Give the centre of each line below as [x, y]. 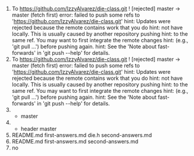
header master [39, 129]
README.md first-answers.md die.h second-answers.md [82, 135]
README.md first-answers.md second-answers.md [75, 141]
